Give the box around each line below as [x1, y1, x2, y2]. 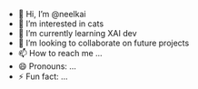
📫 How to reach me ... [17, 48, 103, 58]
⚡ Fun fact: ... [17, 71, 68, 82]
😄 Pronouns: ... [17, 61, 77, 72]
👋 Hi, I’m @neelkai [17, 9, 86, 19]
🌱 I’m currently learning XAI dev [17, 28, 138, 38]
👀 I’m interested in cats [17, 18, 104, 29]
